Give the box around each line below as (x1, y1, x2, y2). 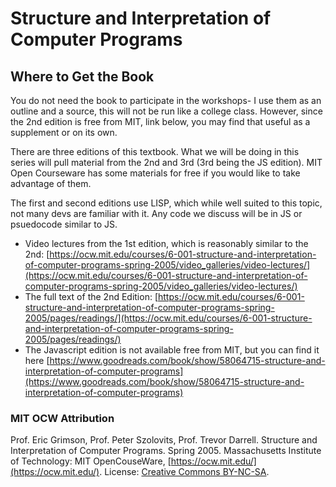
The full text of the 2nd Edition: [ (24, 291, 158, 302)
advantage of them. (10, 178, 92, 189)
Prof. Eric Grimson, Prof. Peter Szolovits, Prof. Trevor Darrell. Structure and (10, 434, 318, 446)
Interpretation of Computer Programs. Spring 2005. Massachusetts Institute (10, 445, 322, 457)
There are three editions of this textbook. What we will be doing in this (10, 146, 300, 157)
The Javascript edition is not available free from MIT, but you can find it (24, 344, 320, 356)
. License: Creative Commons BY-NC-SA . (99, 466, 270, 478)
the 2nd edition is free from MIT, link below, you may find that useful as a (10, 116, 311, 127)
